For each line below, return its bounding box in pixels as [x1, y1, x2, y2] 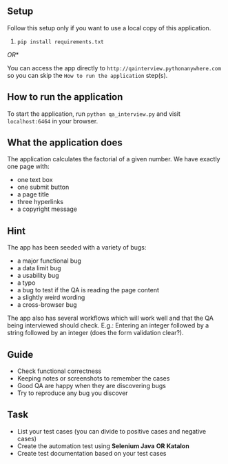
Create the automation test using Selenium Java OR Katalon [17, 441, 189, 450]
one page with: [7, 162, 50, 171]
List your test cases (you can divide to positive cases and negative [17, 427, 207, 435]
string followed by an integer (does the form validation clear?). [7, 329, 184, 337]
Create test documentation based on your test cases [17, 449, 167, 457]
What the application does [7, 137, 123, 149]
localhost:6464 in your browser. [7, 117, 99, 125]
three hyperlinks [17, 198, 64, 206]
